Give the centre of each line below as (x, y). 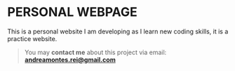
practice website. (32, 38)
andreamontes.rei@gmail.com (70, 59)
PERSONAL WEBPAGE (73, 12)
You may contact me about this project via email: (95, 52)
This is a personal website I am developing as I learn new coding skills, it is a (118, 31)
